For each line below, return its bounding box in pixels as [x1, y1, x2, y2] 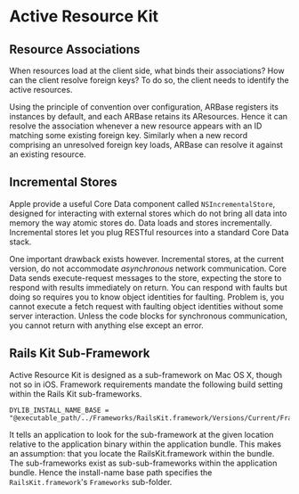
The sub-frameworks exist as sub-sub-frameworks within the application [9, 457, 278, 468]
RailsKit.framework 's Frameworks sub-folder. [9, 476, 173, 487]
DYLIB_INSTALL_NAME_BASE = [9, 406, 109, 415]
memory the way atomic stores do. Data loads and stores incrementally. [9, 217, 272, 228]
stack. [9, 236, 32, 247]
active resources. [9, 85, 73, 95]
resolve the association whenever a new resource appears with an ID [9, 120, 263, 131]
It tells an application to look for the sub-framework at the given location [9, 429, 274, 440]
